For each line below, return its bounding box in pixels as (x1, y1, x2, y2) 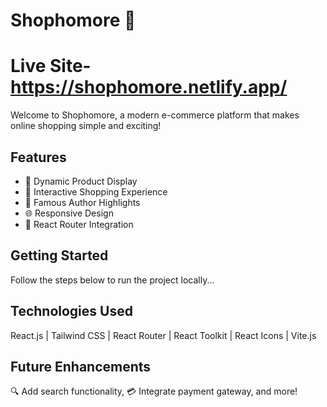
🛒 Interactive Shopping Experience (24, 185, 168, 198)
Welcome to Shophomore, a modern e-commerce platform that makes (10, 109, 300, 121)
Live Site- (10, 55, 92, 78)
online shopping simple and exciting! (10, 120, 162, 132)
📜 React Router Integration (24, 218, 134, 230)
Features (10, 149, 67, 166)
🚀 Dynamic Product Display (24, 175, 138, 187)
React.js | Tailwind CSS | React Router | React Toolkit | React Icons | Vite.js (10, 329, 317, 341)
